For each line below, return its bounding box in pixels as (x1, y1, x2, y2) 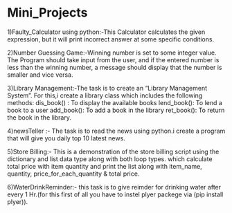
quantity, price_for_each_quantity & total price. (7, 169, 140, 178)
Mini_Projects (7, 5, 88, 21)
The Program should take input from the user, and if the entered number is (7, 55, 220, 64)
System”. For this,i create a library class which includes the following (7, 91, 203, 100)
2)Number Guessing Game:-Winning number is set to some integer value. (7, 48, 217, 57)
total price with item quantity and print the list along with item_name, (7, 162, 202, 170)
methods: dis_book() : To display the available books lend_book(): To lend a (7, 98, 223, 106)
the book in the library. (7, 113, 71, 122)
